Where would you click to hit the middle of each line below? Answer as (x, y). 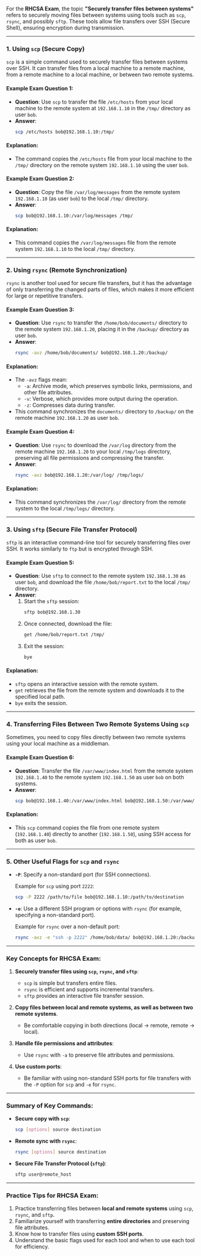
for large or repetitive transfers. (45, 296)
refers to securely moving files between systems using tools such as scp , (96, 15)
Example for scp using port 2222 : (54, 886)
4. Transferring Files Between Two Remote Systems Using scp (98, 724)
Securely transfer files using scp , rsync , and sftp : (77, 971)
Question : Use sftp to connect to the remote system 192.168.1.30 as (100, 576)
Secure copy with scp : (42, 1119)
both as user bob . (36, 840)
